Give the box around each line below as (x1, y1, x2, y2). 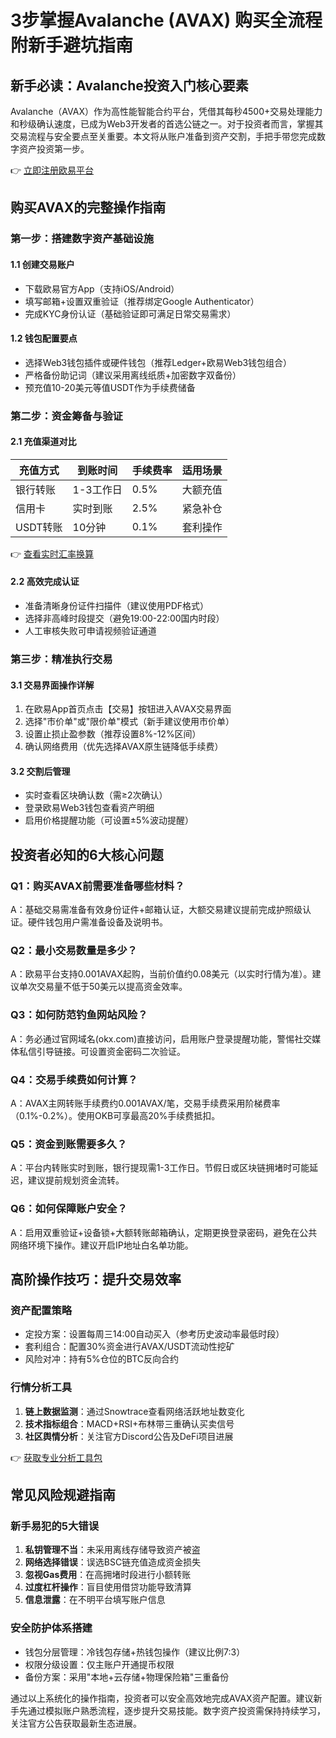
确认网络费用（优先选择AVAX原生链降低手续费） (24, 741, 224, 753)
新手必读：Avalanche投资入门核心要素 (10, 77, 249, 94)
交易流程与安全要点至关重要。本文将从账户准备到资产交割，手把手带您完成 (10, 131, 317, 142)
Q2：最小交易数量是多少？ (10, 943, 138, 957)
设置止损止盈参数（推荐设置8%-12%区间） (24, 728, 202, 740)
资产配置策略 (10, 1303, 73, 1317)
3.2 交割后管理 (10, 765, 71, 777)
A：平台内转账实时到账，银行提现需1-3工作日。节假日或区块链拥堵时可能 (10, 1162, 310, 1174)
